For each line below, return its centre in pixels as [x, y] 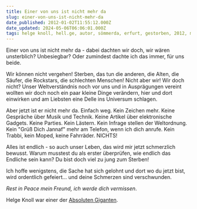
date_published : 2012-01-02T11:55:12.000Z [59, 22]
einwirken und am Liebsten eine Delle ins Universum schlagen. [82, 99]
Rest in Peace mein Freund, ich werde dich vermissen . [72, 188]
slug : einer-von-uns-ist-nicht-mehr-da [55, 17]
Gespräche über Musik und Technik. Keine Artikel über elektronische [89, 117]
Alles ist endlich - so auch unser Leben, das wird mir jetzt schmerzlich [91, 147]
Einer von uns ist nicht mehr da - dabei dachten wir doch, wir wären [88, 50]
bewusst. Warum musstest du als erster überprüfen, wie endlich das [89, 153]
